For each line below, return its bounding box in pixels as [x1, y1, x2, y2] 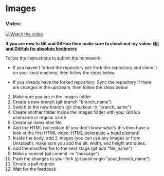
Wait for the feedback [12, 166, 56, 172]
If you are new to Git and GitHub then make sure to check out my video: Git [5, 41, 159, 47]
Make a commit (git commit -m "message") [12, 151, 99, 157]
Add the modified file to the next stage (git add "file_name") [12, 145, 133, 151]
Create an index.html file [12, 120, 62, 125]
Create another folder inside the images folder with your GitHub [12, 109, 140, 115]
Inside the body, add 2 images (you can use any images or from [12, 135, 141, 141]
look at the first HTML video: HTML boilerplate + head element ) [12, 130, 140, 136]
